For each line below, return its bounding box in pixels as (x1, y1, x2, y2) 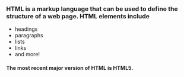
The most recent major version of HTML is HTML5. (6, 64, 134, 71)
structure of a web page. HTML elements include (6, 12, 150, 20)
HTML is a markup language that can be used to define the (6, 5, 178, 13)
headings (14, 25, 38, 33)
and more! (14, 51, 40, 58)
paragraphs (14, 32, 43, 39)
